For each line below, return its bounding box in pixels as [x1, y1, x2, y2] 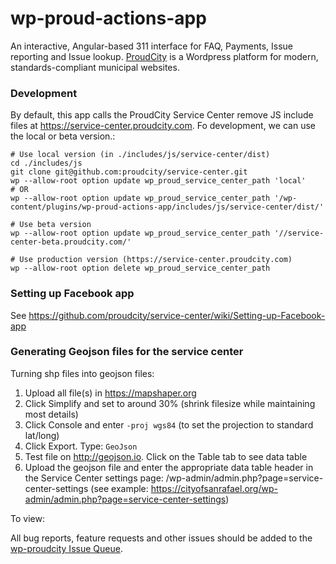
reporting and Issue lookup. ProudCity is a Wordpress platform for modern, [10, 50, 319, 62]
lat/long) [24, 429, 60, 441]
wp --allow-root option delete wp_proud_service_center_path [10, 263, 271, 274]
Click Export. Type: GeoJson [24, 440, 138, 452]
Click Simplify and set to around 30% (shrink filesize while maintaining [24, 397, 316, 409]
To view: [10, 512, 45, 524]
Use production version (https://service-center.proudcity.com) [19, 255, 293, 265]
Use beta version [19, 220, 92, 230]
